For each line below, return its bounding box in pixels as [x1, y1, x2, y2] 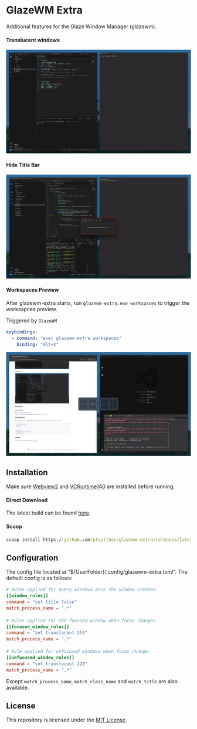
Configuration [6, 553, 59, 563]
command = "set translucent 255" [6, 630, 88, 636]
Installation [6, 467, 48, 478]
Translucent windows [6, 36, 60, 43]
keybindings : [6, 329, 38, 335]
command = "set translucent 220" [6, 660, 88, 667]
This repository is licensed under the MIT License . [6, 716, 127, 724]
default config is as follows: [6, 575, 73, 582]
